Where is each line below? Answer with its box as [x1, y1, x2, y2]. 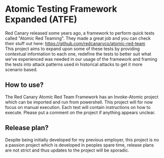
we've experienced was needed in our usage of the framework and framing [5, 56, 158, 62]
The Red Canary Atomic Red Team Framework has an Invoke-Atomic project [5, 94, 159, 100]
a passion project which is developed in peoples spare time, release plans [5, 142, 154, 148]
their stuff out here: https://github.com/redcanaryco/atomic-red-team [5, 40, 145, 46]
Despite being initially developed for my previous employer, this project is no [5, 136, 159, 143]
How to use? [5, 81, 44, 89]
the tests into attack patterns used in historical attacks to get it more [5, 61, 143, 67]
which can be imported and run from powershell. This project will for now [5, 99, 153, 105]
